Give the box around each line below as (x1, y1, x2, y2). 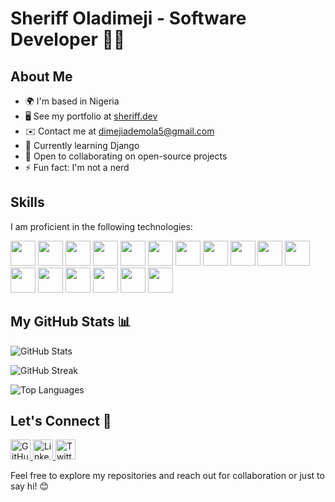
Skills (10, 194, 45, 211)
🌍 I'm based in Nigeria (24, 95, 120, 107)
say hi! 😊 (10, 480, 50, 492)
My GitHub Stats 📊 (10, 313, 132, 331)
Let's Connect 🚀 (10, 413, 112, 430)
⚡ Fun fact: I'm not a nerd (24, 162, 130, 173)
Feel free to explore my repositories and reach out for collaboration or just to (10, 470, 325, 482)
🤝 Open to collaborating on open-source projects (24, 150, 228, 162)
